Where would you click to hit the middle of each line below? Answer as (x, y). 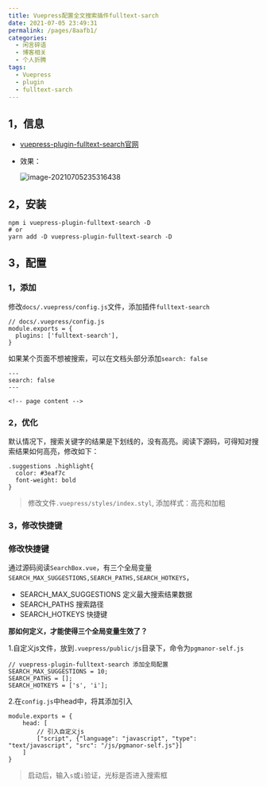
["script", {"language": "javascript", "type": (117, 739)
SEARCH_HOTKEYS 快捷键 (64, 614)
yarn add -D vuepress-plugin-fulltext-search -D (90, 237)
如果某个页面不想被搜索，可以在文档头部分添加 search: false (108, 358)
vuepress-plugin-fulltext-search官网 (79, 145)
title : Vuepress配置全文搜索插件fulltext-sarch (83, 16)
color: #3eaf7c (41, 473)
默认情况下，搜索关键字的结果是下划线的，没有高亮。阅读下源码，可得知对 (130, 441)
